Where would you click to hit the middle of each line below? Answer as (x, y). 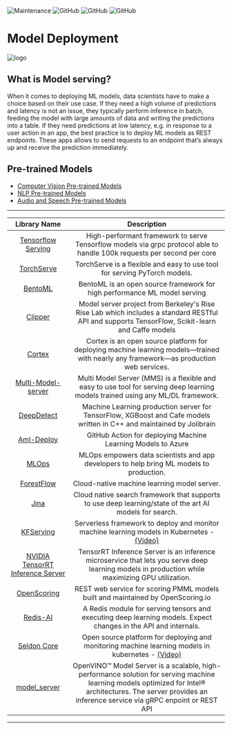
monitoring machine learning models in (147, 646)
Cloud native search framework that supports (147, 494)
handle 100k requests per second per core (147, 253)
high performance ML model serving (147, 292)
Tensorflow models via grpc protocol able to (147, 244)
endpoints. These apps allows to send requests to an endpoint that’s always (115, 140)
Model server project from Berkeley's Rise (147, 304)
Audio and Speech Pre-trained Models (71, 200)
